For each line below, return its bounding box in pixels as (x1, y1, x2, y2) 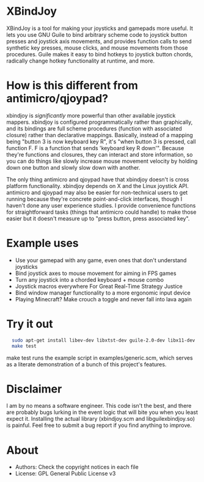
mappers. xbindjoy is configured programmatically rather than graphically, (6, 118, 193, 126)
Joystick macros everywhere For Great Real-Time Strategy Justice (15, 282, 183, 290)
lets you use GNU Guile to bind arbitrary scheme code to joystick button (6, 31, 188, 38)
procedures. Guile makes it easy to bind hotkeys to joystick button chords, (6, 50, 193, 58)
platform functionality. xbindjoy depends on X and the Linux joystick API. (6, 182, 189, 189)
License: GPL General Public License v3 (15, 470, 116, 477)
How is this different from (6, 78, 139, 92)
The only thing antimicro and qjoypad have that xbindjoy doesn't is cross (6, 176, 189, 183)
